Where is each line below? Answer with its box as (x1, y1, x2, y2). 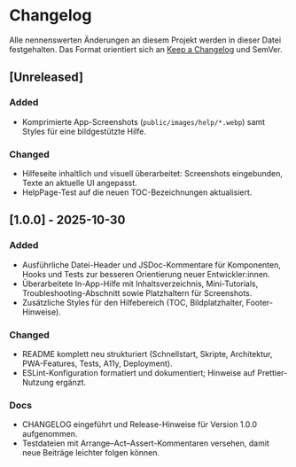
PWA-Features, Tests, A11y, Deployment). (21, 358, 173, 369)
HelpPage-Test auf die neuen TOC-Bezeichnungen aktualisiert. (21, 187, 253, 198)
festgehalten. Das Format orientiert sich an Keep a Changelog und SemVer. (9, 43, 283, 54)
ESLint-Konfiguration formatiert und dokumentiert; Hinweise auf (21, 367, 255, 377)
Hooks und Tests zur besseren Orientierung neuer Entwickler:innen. (21, 269, 270, 279)
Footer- (245, 297, 273, 307)
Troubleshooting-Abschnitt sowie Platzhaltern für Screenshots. (21, 287, 253, 298)
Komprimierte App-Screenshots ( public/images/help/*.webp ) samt (21, 116, 266, 127)
